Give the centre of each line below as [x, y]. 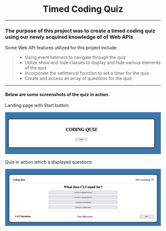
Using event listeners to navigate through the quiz [75, 58]
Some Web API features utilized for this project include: [61, 48]
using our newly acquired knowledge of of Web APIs [69, 37]
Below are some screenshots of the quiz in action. [57, 94]
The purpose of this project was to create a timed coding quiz [80, 31]
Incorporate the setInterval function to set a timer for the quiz [87, 73]
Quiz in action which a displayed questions [49, 162]
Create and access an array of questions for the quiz [78, 78]
